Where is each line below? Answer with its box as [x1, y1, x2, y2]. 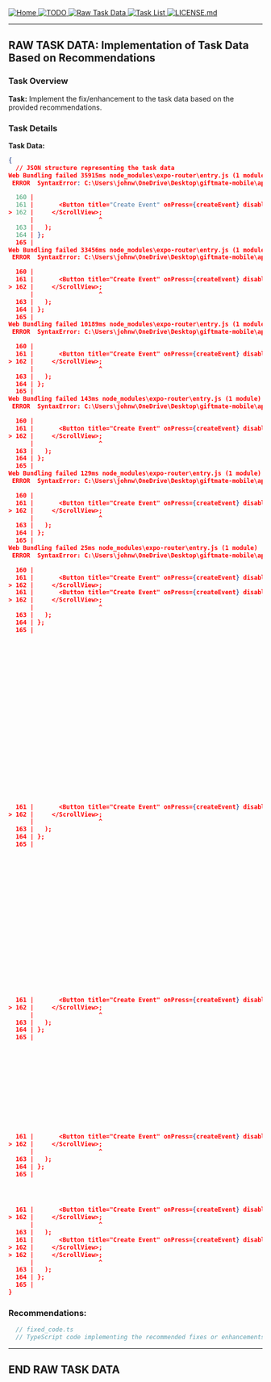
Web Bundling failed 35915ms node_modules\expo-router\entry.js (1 [8, 171, 240, 180]
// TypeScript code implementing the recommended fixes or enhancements [15, 1334, 265, 1342]
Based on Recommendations [8, 52, 156, 65]
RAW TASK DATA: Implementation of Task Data [8, 39, 249, 52]
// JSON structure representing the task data [15, 164, 175, 172]
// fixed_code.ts [15, 1326, 74, 1334]
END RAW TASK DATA [8, 1363, 120, 1377]
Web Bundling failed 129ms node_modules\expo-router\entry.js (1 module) [8, 469, 262, 478]
